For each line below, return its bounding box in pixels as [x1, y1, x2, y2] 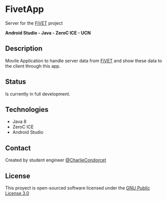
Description [5, 44, 42, 53]
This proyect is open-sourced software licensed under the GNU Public [5, 185, 150, 191]
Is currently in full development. [5, 91, 70, 97]
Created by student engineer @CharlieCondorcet [5, 157, 106, 163]
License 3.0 [5, 190, 29, 196]
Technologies [5, 105, 49, 114]
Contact [5, 144, 31, 152]
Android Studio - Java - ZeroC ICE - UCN [5, 30, 91, 36]
